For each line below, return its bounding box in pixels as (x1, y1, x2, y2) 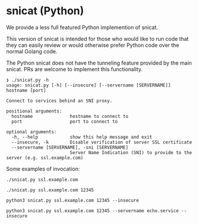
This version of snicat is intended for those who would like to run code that (6, 35, 189, 42)
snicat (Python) (6, 4, 84, 18)
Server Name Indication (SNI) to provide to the (69, 149, 193, 155)
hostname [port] (6, 87, 46, 93)
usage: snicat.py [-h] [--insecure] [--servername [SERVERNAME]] (6, 82, 171, 88)
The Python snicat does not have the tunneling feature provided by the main (6, 59, 192, 66)
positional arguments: (6, 108, 62, 114)
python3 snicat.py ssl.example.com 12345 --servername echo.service (6, 207, 179, 214)
